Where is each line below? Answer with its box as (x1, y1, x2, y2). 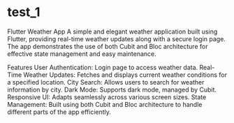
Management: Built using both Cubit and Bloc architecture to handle (7, 100, 203, 108)
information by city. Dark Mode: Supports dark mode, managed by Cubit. (7, 85, 217, 94)
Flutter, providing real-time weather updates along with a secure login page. (7, 34, 226, 43)
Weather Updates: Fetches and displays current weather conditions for (23, 71, 227, 79)
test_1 (7, 4, 41, 20)
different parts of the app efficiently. (7, 108, 112, 116)
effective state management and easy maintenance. (7, 50, 157, 58)
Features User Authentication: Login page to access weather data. (7, 63, 198, 71)
